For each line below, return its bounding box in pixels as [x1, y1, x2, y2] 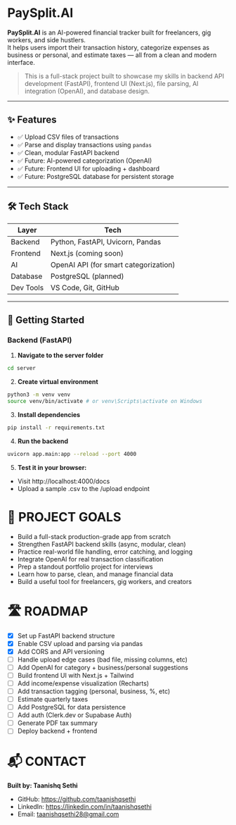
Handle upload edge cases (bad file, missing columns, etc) [17, 655, 188, 664]
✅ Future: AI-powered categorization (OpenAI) [17, 156, 152, 165]
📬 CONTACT [7, 753, 86, 769]
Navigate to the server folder [17, 351, 104, 360]
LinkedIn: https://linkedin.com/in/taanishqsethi [17, 802, 152, 811]
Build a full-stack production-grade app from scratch [17, 532, 171, 540]
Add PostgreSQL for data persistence [17, 703, 126, 712]
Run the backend [17, 437, 69, 445]
